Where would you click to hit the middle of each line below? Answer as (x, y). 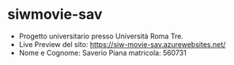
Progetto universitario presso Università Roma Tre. (101, 36)
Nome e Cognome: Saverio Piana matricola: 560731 (102, 52)
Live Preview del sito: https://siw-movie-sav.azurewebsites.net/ (122, 44)
